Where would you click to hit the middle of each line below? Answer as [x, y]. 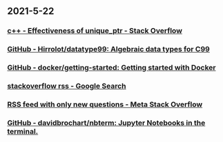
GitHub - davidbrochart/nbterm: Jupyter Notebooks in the [106, 123]
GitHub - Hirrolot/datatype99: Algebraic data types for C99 [109, 49]
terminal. [23, 131]
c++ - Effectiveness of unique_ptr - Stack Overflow [95, 31]
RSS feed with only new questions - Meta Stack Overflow [105, 104]
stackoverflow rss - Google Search [67, 86]
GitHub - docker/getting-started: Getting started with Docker [111, 68]
